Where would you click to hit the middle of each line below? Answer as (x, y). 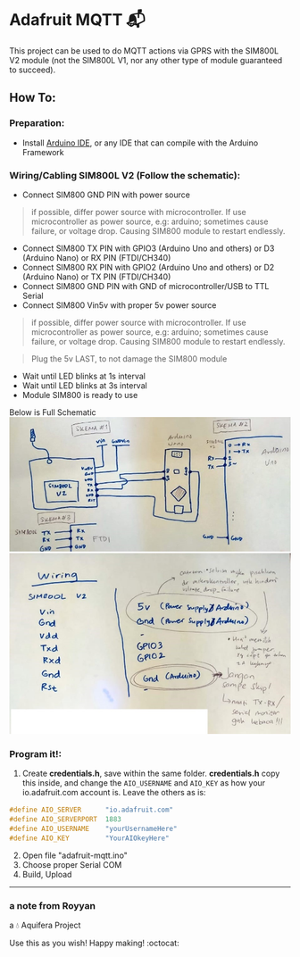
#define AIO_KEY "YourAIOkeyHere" (89, 838)
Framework (43, 152)
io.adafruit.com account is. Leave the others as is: (114, 793)
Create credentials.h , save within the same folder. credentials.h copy (151, 774)
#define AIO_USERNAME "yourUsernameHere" (93, 828)
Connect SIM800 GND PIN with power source (106, 195)
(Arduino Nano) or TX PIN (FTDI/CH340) (96, 277)
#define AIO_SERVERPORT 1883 (66, 820)
